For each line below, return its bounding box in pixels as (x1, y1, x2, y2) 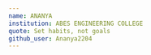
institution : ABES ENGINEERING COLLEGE (8, 19, 144, 27)
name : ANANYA (8, 11, 53, 20)
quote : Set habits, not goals (8, 27, 111, 35)
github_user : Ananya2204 (8, 34, 93, 43)
